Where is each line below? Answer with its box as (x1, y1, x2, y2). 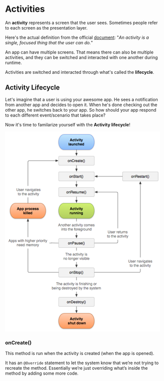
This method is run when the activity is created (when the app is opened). (5, 351, 155, 356)
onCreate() (5, 339, 32, 346)
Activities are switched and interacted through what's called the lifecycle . (5, 69, 155, 75)
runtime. (5, 59, 22, 65)
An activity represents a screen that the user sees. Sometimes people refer (5, 20, 158, 26)
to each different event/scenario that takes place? (5, 112, 106, 118)
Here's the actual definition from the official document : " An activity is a (5, 34, 149, 40)
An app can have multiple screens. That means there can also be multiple (5, 49, 154, 55)
